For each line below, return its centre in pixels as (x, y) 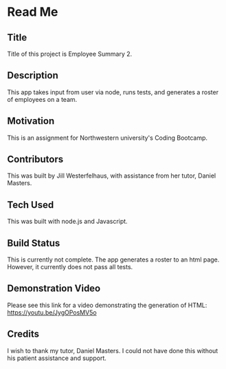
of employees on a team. (42, 99)
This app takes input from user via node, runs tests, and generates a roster (113, 92)
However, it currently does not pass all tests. (70, 267)
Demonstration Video (54, 289)
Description (33, 75)
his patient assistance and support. (57, 358)
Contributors (35, 159)
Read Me (33, 12)
